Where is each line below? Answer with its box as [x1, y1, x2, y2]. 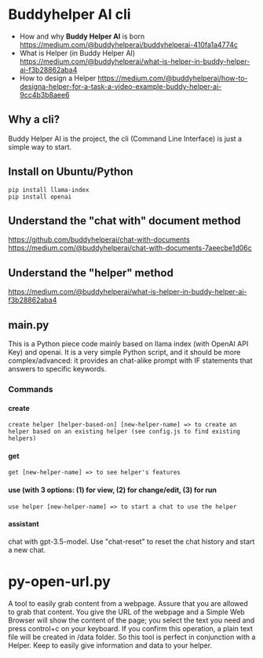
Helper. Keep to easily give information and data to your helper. [8, 640, 213, 650]
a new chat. [8, 545, 46, 554]
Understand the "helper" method [8, 266, 174, 279]
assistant [8, 519, 39, 529]
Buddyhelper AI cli [8, 6, 131, 24]
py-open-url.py [8, 572, 111, 590]
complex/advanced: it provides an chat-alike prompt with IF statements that [8, 356, 253, 365]
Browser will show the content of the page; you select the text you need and [8, 615, 255, 625]
